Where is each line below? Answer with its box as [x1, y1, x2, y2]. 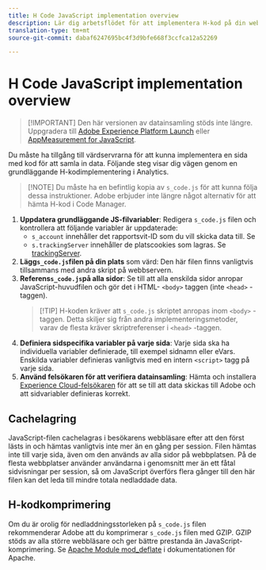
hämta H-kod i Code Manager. [27, 199, 127, 209]
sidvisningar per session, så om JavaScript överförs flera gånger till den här [8, 467, 256, 476]
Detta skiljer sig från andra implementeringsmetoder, [66, 314, 238, 324]
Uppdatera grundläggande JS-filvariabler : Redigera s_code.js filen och [19, 215, 256, 225]
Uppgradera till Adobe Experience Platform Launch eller [27, 126, 211, 136]
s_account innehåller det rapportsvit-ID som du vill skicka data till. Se [31, 232, 256, 241]
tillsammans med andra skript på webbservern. [19, 265, 174, 275]
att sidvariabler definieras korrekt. [19, 389, 131, 399]
